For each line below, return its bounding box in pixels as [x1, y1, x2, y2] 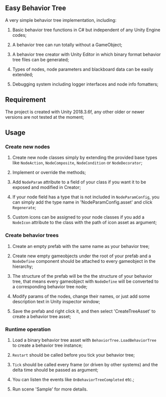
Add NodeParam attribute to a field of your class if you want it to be [12, 179, 146, 185]
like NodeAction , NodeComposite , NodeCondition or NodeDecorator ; [12, 160, 143, 166]
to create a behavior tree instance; [12, 342, 83, 348]
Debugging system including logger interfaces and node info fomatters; [12, 81, 159, 87]
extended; [12, 72, 33, 78]
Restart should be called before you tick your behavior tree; [12, 352, 135, 358]
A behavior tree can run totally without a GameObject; [12, 42, 122, 48]
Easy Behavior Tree [5, 4, 66, 12]
